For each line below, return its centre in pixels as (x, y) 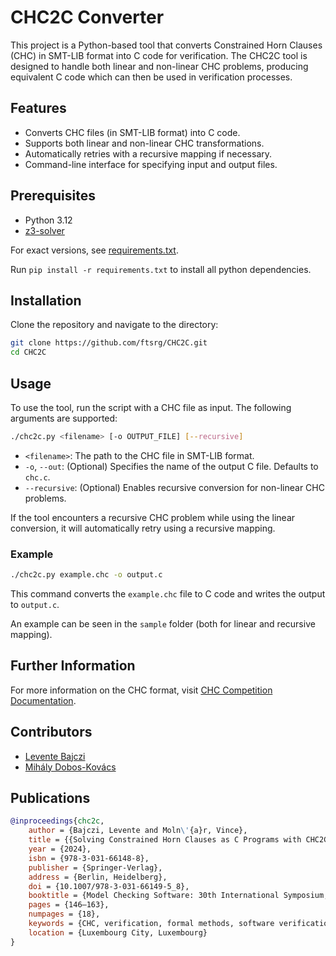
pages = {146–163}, (69, 905)
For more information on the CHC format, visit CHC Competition (141, 690)
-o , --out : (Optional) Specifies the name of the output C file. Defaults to (171, 466)
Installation (46, 300)
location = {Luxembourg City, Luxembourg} (118, 932)
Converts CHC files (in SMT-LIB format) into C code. (132, 132)
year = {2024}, (60, 849)
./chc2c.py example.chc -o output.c (86, 575)
